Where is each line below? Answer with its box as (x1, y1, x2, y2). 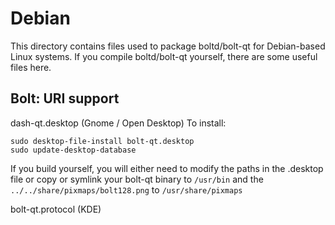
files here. (10, 61, 52, 73)
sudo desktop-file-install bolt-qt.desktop (10, 136, 195, 146)
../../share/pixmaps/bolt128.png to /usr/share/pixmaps (10, 183, 243, 196)
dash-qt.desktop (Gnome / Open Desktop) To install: (10, 117, 227, 129)
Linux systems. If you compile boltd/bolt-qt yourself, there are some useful (10, 50, 318, 62)
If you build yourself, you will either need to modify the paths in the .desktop (10, 162, 324, 174)
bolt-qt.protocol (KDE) (10, 203, 102, 215)
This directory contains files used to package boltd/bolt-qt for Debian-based (10, 40, 326, 52)
